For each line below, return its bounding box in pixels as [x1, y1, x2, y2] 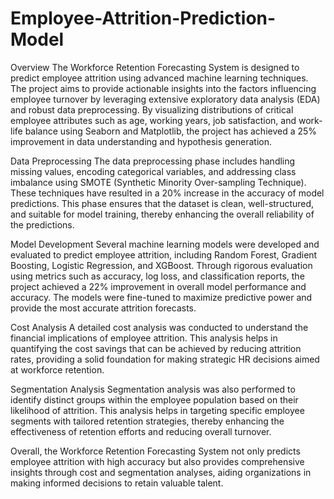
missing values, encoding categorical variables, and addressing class [10, 165, 297, 177]
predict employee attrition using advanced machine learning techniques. [10, 72, 309, 84]
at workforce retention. [10, 363, 105, 376]
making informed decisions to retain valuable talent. [10, 477, 224, 489]
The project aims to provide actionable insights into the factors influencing [10, 82, 317, 94]
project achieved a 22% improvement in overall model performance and [10, 280, 307, 292]
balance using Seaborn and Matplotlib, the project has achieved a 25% [24, 125, 318, 137]
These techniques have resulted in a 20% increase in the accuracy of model [10, 187, 325, 199]
